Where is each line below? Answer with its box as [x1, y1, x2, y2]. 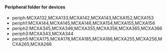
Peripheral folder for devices [4, 4, 65, 10]
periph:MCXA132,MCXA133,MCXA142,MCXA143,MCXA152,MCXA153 [11, 15, 154, 21]
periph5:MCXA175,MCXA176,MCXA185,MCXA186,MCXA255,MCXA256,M [11, 36, 162, 42]
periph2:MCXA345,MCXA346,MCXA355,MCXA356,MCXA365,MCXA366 [11, 25, 162, 32]
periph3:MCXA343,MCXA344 [11, 31, 73, 37]
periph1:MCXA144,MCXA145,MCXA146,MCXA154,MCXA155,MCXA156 [11, 20, 155, 26]
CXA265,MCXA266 [11, 41, 52, 47]
